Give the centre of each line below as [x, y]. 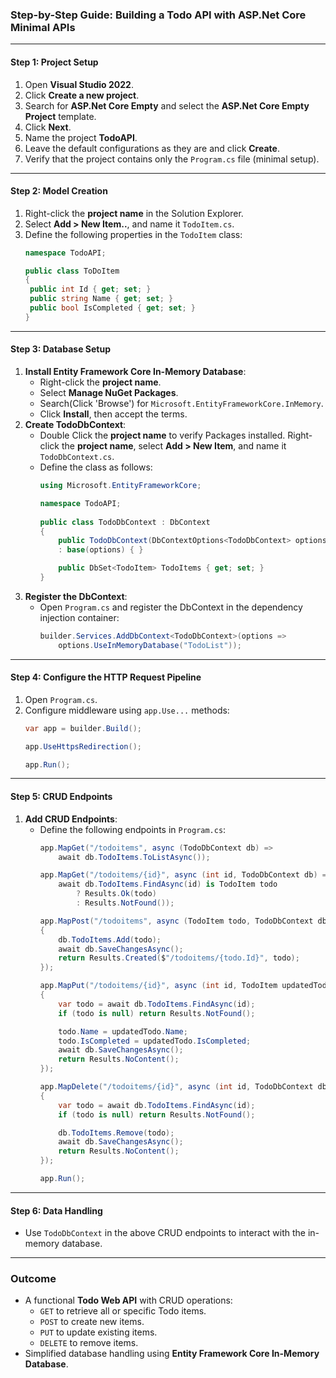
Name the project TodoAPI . [81, 137]
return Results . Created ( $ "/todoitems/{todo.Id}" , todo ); [179, 958]
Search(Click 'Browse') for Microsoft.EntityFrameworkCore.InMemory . [181, 404]
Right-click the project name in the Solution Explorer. [134, 213]
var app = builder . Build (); [83, 728]
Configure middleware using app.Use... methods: [127, 710]
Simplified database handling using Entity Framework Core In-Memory [172, 1354]
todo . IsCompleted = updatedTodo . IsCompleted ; [155, 1041]
